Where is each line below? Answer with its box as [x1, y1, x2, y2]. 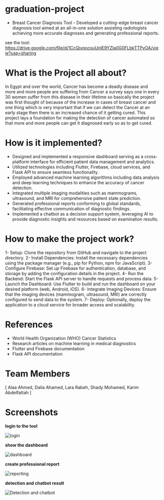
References [5, 319, 53, 330]
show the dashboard [5, 442, 48, 448]
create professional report [5, 461, 60, 467]
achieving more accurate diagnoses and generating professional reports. [12, 30, 160, 36]
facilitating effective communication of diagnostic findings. [12, 205, 131, 212]
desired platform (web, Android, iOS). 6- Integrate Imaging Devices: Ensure [5, 286, 157, 292]
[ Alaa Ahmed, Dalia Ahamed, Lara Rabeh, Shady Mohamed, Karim [5, 384, 139, 390]
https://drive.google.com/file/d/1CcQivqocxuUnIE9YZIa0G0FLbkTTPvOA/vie [5, 45, 159, 51]
